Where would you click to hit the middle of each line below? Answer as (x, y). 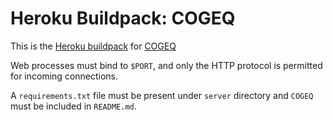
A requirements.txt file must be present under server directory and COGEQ (162, 95)
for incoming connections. (64, 76)
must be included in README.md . (73, 106)
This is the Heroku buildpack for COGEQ (93, 46)
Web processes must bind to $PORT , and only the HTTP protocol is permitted (166, 65)
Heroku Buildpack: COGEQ (123, 18)
